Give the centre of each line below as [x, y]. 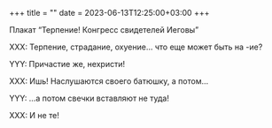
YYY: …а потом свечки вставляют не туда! [89, 98]
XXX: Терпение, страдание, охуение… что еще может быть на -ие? [136, 47]
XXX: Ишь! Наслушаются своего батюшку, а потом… [109, 81]
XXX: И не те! [34, 115]
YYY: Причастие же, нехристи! [67, 64]
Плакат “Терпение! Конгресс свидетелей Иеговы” [104, 30]
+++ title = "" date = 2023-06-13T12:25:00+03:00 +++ [109, 13]
